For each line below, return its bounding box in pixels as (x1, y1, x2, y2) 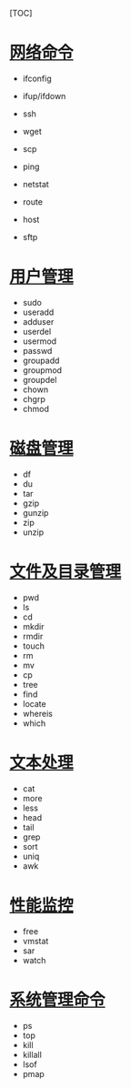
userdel (22, 326, 52, 337)
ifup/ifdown (22, 90, 66, 101)
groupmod (22, 364, 62, 376)
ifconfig (22, 73, 52, 84)
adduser (22, 316, 55, 327)
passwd (22, 345, 53, 356)
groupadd (22, 355, 60, 366)
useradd (22, 307, 55, 317)
